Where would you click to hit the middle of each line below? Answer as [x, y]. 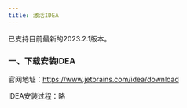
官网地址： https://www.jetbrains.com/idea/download [93, 79]
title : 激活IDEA [33, 15]
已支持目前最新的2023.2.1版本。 [60, 38]
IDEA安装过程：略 [37, 95]
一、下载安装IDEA [42, 61]
